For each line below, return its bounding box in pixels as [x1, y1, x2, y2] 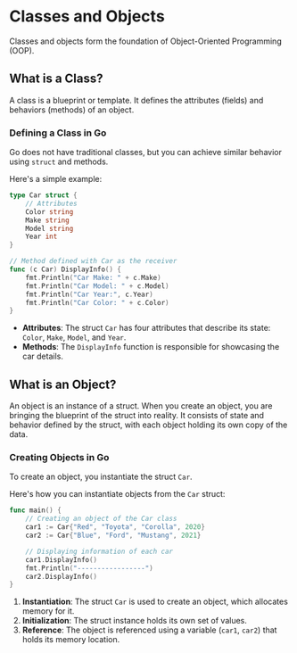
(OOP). [9, 45, 35, 55]
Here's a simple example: [9, 174, 103, 185]
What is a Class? [9, 71, 103, 87]
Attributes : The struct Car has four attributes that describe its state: [21, 323, 271, 334]
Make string [25, 216, 70, 225]
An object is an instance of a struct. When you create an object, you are [9, 401, 273, 411]
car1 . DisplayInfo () [25, 555, 98, 564]
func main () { [9, 506, 62, 515]
